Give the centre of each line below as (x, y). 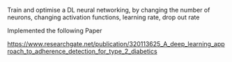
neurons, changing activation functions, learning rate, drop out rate (103, 17)
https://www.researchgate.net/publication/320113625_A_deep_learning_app (116, 44)
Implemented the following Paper (55, 31)
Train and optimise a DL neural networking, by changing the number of (109, 10)
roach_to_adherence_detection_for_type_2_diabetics (83, 51)
